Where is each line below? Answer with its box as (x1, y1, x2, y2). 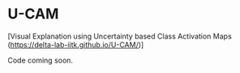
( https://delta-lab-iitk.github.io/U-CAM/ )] (7, 39, 144, 49)
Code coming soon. (7, 55, 74, 65)
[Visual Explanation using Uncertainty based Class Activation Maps (7, 31, 232, 41)
